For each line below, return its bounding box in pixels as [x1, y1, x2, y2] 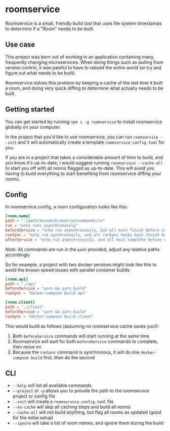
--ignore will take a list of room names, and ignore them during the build [12, 420, 163, 426]
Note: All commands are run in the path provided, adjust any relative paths [5, 246, 160, 252]
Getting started [5, 105, 55, 114]
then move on [12, 343, 41, 350]
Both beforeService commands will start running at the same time [12, 333, 150, 339]
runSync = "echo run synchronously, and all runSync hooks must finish [5, 232, 159, 237]
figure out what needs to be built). [5, 70, 76, 76]
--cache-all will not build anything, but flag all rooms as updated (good [12, 409, 162, 415]
